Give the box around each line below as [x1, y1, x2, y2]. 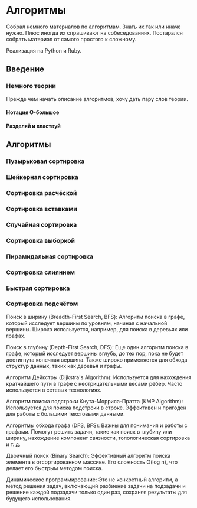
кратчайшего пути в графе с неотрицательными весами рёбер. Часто [6, 380, 183, 387]
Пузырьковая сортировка [6, 157, 85, 165]
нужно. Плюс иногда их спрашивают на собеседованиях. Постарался [6, 29, 183, 36]
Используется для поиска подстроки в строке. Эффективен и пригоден [6, 404, 187, 411]
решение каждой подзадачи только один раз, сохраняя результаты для [6, 489, 188, 496]
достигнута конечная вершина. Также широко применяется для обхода [6, 356, 188, 363]
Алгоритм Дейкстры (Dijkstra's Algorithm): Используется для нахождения [6, 373, 192, 381]
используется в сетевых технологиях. [6, 386, 102, 393]
